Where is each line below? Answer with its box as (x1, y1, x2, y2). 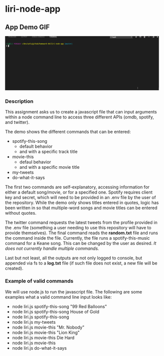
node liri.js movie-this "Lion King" (12, 329, 80, 335)
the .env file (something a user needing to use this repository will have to (5, 225, 151, 231)
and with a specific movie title (19, 164, 80, 170)
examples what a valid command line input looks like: (5, 294, 112, 300)
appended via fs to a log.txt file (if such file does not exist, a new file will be (5, 260, 158, 266)
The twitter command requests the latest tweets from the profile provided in (5, 220, 158, 225)
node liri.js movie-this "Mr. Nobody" (12, 324, 84, 330)
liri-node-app (5, 3, 61, 15)
